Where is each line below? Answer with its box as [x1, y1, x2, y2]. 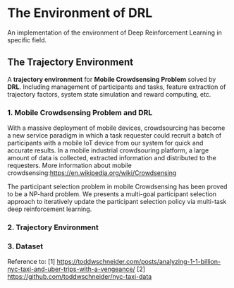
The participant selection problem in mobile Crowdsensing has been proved [7, 182, 228, 191]
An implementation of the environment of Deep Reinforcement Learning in [7, 28, 222, 37]
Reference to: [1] [7, 258, 56, 266]
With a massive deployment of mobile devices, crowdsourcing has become [7, 124, 226, 132]
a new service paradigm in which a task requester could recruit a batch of [7, 131, 222, 140]
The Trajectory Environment [7, 56, 134, 68]
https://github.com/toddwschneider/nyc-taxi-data [7, 272, 152, 281]
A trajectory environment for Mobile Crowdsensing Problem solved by [7, 75, 216, 83]
